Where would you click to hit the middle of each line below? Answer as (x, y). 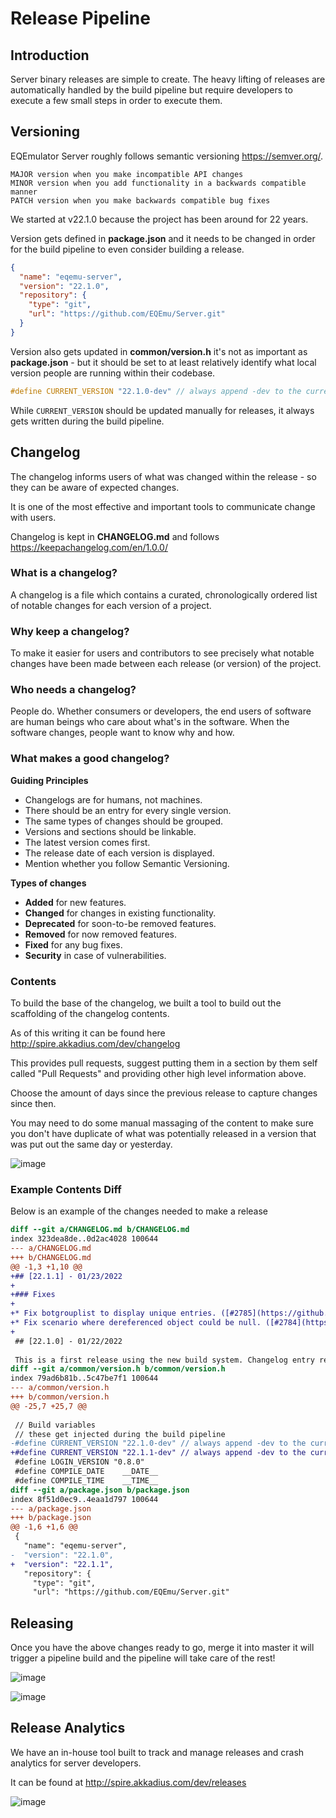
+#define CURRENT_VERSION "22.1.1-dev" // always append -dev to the (158, 1453)
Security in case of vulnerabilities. (95, 955)
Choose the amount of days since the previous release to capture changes (164, 1093)
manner (24, 192)
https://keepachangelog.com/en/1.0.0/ (89, 547)
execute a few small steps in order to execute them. (116, 100)
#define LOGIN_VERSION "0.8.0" (79, 1462)
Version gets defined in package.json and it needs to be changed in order (163, 238)
